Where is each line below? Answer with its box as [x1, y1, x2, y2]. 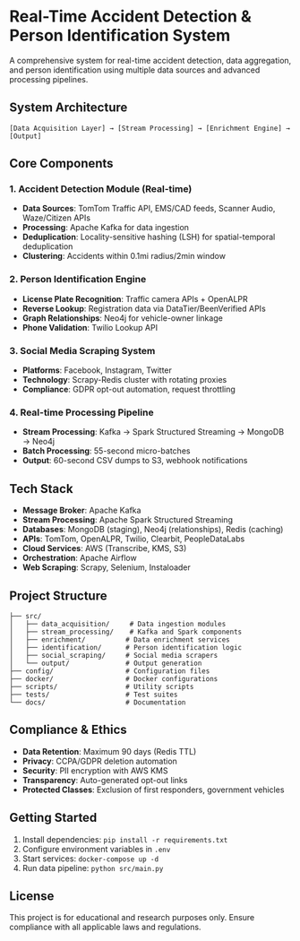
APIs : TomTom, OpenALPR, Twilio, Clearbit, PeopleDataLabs [21, 533, 245, 544]
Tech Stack [9, 481, 73, 496]
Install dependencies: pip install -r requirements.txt [21, 833, 228, 844]
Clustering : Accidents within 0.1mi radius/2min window [21, 251, 227, 262]
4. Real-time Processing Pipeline [9, 406, 154, 419]
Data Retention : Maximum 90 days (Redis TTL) [21, 746, 197, 756]
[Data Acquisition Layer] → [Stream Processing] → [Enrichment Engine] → [9, 124, 291, 133]
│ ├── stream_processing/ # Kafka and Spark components [9, 627, 243, 636]
